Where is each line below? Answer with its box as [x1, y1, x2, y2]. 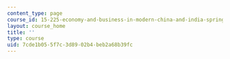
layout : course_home [7, 22, 66, 29]
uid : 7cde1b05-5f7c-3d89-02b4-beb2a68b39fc [7, 41, 133, 48]
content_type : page [7, 9, 63, 17]
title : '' [7, 28, 36, 36]
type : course [7, 35, 44, 42]
